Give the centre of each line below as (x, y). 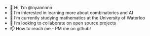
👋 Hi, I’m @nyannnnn (31, 8)
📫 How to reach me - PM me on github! (50, 28)
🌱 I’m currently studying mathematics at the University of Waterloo (77, 18)
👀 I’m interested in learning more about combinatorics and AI (71, 13)
